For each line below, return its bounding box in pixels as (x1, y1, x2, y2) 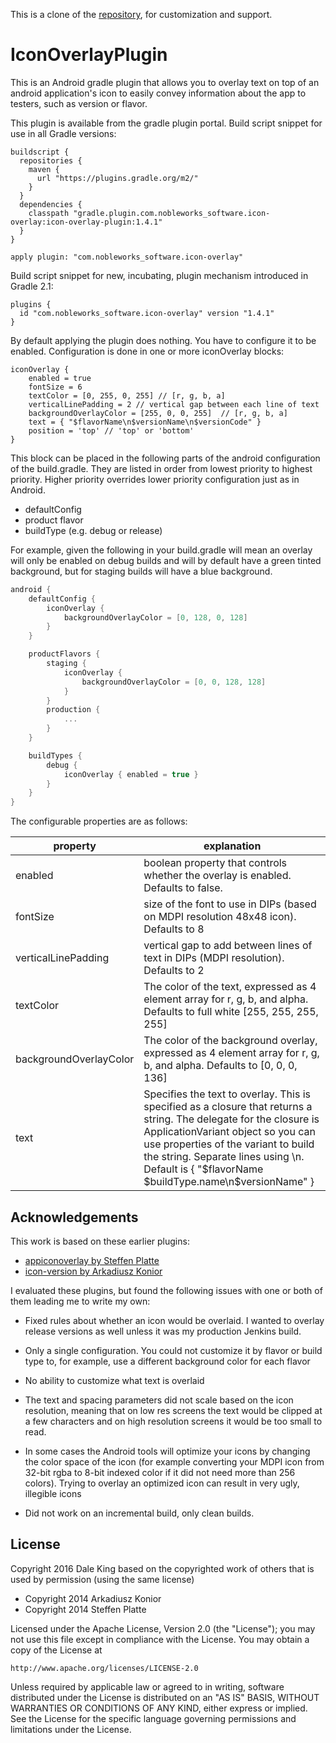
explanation (203, 839, 262, 853)
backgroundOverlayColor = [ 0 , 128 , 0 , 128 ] (63, 612, 248, 623)
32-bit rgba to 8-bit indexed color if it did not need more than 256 (24, 1467, 296, 1478)
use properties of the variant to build (143, 1137, 315, 1151)
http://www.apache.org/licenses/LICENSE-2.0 (10, 1663, 199, 1673)
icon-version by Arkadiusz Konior (24, 1265, 163, 1277)
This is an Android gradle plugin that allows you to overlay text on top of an (10, 76, 320, 88)
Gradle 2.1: (10, 280, 54, 292)
